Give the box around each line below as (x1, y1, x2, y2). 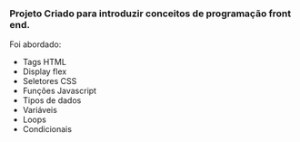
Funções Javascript (22, 85, 97, 97)
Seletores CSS (22, 76, 77, 87)
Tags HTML (22, 57, 66, 68)
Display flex (22, 66, 67, 77)
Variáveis (22, 105, 57, 116)
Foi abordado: (9, 39, 62, 50)
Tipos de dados (22, 95, 82, 106)
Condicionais (22, 124, 73, 135)
